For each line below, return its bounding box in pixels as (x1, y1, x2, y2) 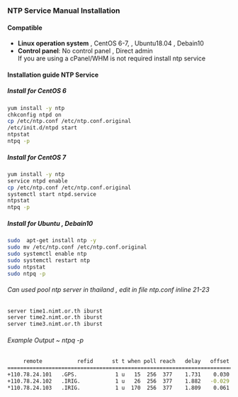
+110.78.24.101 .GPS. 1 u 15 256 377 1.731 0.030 (7, 371, 230, 379)
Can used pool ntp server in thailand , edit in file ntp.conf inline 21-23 (7, 285, 210, 293)
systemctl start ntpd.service (7, 190, 97, 197)
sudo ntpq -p (7, 270, 46, 277)
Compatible (7, 23, 42, 32)
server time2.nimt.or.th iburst (7, 314, 103, 321)
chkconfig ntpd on (7, 111, 62, 119)
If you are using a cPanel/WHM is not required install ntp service (17, 54, 206, 62)
